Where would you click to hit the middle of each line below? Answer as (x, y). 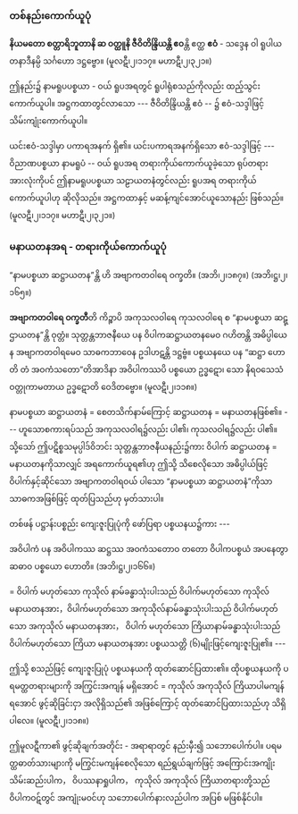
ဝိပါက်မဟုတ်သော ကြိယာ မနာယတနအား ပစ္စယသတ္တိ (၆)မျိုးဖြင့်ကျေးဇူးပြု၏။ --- (148, 643)
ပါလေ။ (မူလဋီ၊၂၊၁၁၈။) (49, 720)
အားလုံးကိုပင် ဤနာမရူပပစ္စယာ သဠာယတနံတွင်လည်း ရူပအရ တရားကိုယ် (133, 181)
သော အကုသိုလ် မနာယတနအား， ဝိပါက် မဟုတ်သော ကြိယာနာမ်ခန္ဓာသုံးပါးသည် (145, 626)
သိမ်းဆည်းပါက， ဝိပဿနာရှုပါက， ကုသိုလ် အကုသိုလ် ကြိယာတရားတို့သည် (140, 780)
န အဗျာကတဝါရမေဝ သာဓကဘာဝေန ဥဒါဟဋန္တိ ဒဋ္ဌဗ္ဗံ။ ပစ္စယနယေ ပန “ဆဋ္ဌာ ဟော (147, 352)
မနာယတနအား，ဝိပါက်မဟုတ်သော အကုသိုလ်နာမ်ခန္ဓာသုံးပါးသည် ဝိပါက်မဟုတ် (144, 608)
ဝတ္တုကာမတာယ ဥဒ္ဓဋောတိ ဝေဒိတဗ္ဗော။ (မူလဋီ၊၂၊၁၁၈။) (103, 386)
